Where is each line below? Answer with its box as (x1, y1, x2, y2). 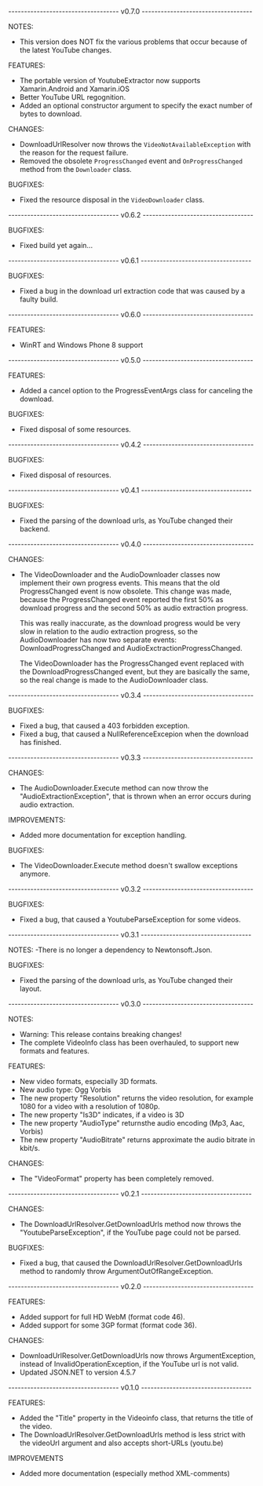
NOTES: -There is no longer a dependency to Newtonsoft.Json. (8, 945, 213, 955)
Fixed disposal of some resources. (19, 425, 131, 434)
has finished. (19, 738, 61, 747)
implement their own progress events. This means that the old (19, 579, 221, 587)
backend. (19, 524, 50, 533)
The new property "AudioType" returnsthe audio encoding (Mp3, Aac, (19, 1119, 245, 1127)
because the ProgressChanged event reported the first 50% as (19, 595, 224, 604)
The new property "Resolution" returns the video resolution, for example (19, 1094, 254, 1102)
